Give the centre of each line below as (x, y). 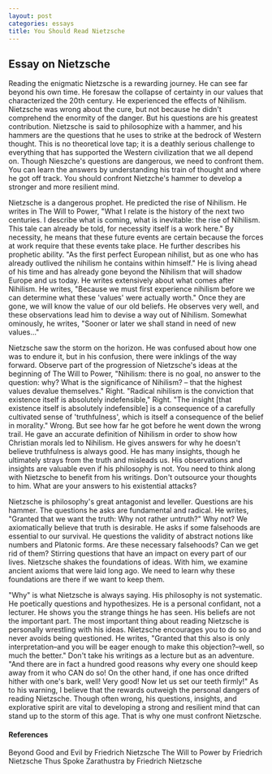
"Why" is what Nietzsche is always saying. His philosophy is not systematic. (135, 595)
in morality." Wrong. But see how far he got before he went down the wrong (135, 426)
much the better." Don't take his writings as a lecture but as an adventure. (132, 655)
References (28, 734)
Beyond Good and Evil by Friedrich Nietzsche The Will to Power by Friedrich (136, 753)
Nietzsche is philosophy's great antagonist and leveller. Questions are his (131, 502)
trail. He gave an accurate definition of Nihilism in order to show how (123, 435)
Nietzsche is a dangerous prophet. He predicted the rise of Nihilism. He (128, 203)
